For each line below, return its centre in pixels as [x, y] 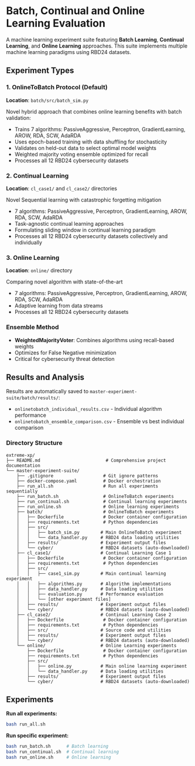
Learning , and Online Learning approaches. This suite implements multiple [97, 46]
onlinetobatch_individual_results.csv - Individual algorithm [88, 409]
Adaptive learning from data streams [59, 306]
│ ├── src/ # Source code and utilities [94, 630]
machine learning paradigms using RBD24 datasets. [69, 52]
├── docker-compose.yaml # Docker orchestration [89, 481]
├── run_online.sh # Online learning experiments [98, 507]
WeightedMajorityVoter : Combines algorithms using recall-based [94, 340]
